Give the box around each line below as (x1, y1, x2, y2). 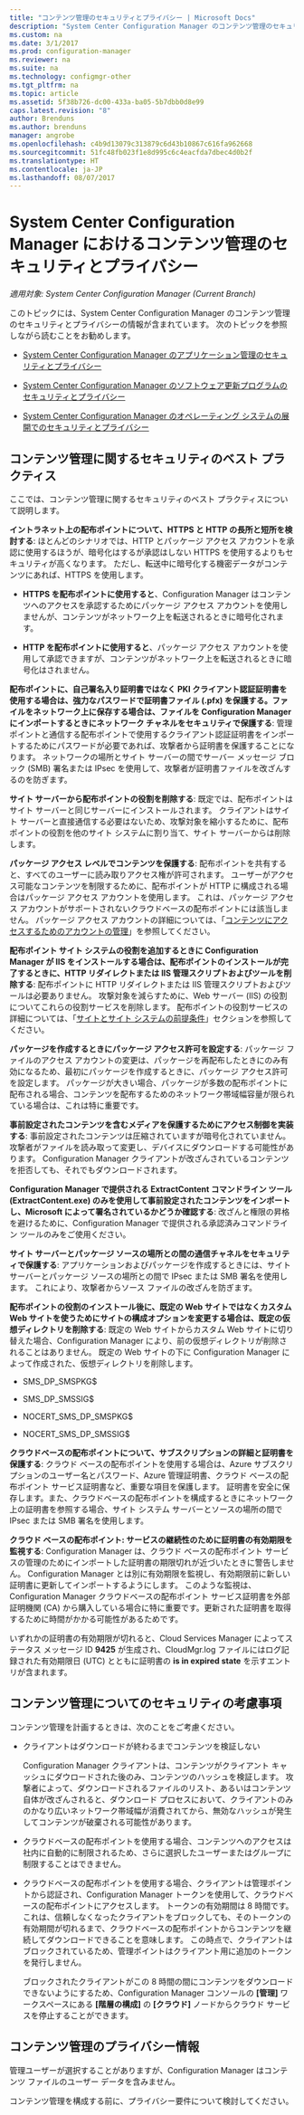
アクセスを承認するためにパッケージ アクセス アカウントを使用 (46, 600, 280, 611)
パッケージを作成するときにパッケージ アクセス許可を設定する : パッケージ (9, 1043, 285, 1054)
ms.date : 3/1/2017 (9, 38, 79, 48)
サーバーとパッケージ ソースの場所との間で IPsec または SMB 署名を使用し (9, 1271, 288, 1281)
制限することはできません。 (22, 1858, 127, 1869)
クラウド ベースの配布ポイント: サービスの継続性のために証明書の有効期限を (9, 1535, 293, 1545)
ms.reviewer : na (9, 55, 71, 64)
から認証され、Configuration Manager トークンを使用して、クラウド (30, 1889, 286, 1900)
